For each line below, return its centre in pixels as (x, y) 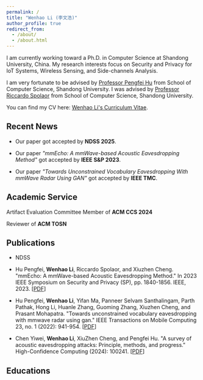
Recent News (32, 127)
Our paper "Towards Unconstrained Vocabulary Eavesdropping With (101, 171)
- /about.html (30, 40)
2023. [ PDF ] (30, 289)
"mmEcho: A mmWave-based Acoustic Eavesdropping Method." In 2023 (106, 276)
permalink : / (23, 12)
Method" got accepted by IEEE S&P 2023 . (68, 159)
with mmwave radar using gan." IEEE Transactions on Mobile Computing (106, 320)
